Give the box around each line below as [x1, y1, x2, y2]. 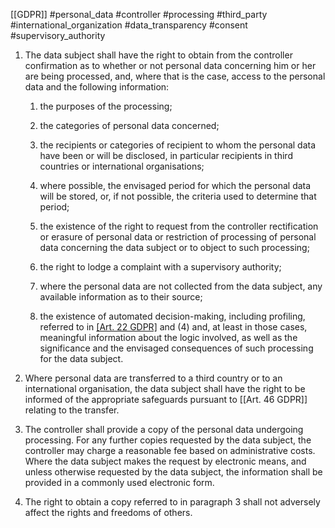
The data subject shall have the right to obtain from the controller [24, 49, 293, 61]
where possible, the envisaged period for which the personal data [39, 180, 312, 191]
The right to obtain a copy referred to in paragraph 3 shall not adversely [24, 496, 321, 508]
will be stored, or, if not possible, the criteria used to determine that [39, 190, 317, 202]
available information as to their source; [39, 291, 203, 303]
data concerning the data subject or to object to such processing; [39, 242, 310, 253]
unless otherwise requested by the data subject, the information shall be [24, 466, 323, 478]
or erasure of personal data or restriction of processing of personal [39, 231, 317, 243]
